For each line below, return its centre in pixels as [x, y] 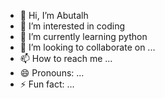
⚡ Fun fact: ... [47, 84]
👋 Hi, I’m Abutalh [54, 15]
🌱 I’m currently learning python [83, 36]
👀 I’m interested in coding [72, 26]
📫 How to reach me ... [66, 58]
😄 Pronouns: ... [52, 73]
